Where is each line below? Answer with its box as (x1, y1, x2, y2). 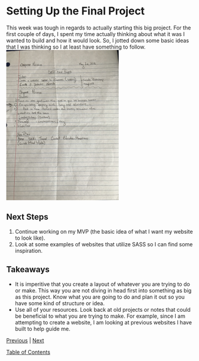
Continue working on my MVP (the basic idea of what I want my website (14, 228, 193, 235)
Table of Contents (6, 348, 51, 356)
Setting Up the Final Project (6, 4, 145, 18)
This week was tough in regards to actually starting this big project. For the (6, 24, 191, 31)
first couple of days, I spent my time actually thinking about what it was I (6, 30, 185, 37)
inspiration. (14, 247, 43, 254)
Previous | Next (6, 336, 44, 344)
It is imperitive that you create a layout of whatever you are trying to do (14, 281, 191, 288)
